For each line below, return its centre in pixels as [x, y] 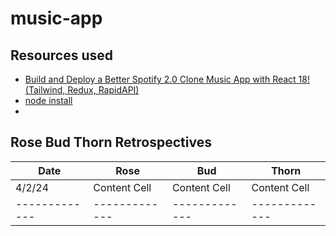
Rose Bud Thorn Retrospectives [111, 142]
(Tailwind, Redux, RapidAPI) [82, 90]
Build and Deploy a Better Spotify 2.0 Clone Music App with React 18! [167, 79]
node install [48, 100]
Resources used [61, 55]
